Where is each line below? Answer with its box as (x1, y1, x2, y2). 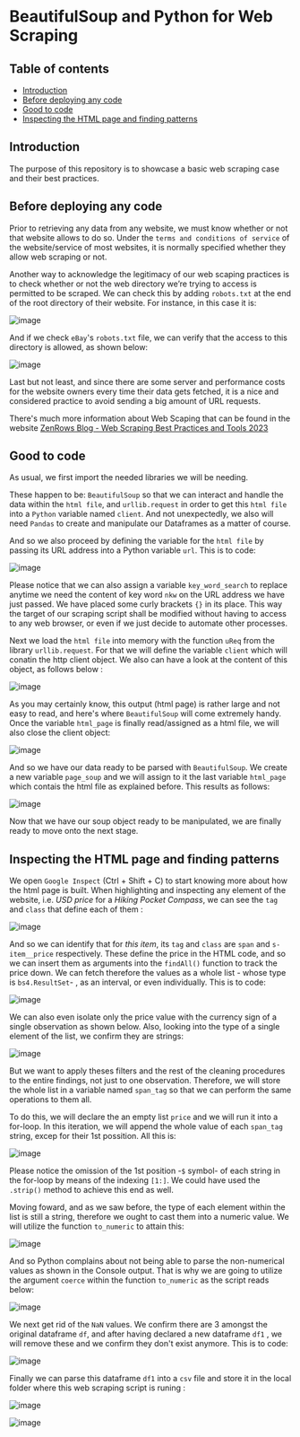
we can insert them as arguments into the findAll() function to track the (9, 958, 278, 968)
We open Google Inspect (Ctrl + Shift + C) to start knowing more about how (9, 875, 288, 886)
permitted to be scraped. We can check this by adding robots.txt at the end (9, 287, 292, 298)
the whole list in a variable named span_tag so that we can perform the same (9, 1084, 292, 1096)
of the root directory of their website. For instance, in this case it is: (9, 297, 257, 308)
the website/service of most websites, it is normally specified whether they (9, 241, 287, 252)
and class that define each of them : (9, 904, 143, 915)
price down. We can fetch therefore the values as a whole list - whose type (9, 968, 287, 978)
